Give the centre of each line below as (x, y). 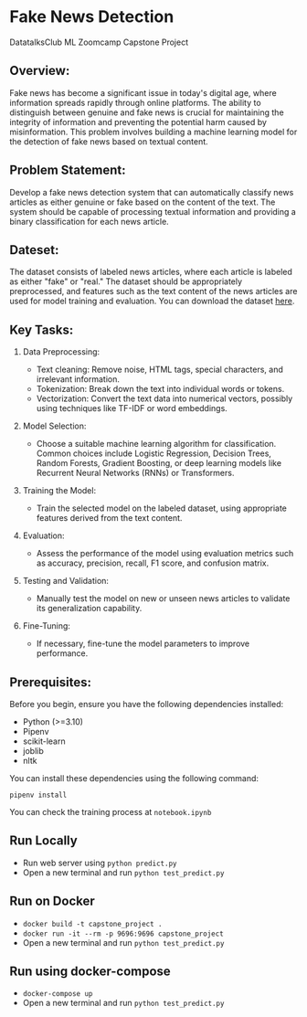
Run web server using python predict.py (100, 863)
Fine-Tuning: (47, 626)
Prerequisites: (50, 682)
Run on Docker (53, 901)
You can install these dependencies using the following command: (134, 778)
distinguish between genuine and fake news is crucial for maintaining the (147, 112)
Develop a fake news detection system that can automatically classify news (152, 192)
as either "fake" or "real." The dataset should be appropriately (126, 281)
